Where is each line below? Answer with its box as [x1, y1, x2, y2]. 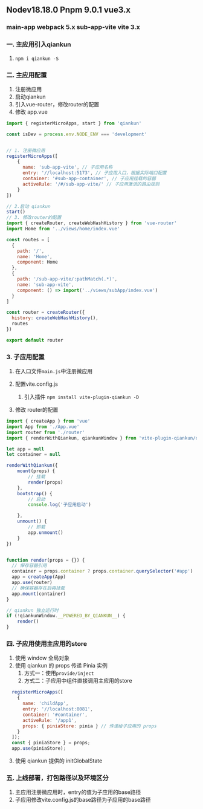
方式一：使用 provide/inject [24, 669, 94, 677]
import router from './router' [6, 429, 85, 435]
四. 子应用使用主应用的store [6, 640, 88, 648]
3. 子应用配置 [6, 353, 45, 361]
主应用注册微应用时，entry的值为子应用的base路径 [14, 788, 141, 796]
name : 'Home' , [17, 253, 53, 259]
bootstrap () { [17, 490, 53, 496]
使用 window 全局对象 [14, 654, 69, 661]
